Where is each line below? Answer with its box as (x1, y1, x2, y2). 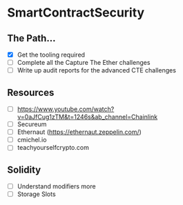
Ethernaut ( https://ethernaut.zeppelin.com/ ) (17, 128, 142, 136)
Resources (7, 86, 55, 98)
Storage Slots (17, 190, 57, 198)
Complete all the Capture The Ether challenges (17, 59, 151, 67)
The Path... (7, 32, 56, 44)
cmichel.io (17, 136, 47, 144)
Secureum (17, 120, 47, 128)
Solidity (7, 164, 41, 175)
